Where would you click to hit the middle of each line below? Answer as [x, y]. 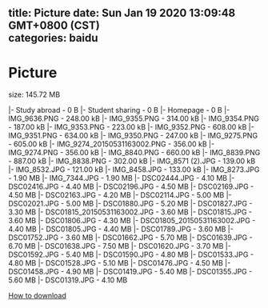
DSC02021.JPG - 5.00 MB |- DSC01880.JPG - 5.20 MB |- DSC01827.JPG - [130, 204]
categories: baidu [53, 38]
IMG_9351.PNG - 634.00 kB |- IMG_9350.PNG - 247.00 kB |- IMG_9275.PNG [133, 136]
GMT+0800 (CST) [54, 26]
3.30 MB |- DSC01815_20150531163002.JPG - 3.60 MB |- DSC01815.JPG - [130, 212]
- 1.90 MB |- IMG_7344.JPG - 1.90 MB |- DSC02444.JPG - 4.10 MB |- [122, 178]
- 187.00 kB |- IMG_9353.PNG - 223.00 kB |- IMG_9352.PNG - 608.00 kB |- [131, 127]
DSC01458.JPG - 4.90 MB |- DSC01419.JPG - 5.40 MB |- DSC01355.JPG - [130, 272]
